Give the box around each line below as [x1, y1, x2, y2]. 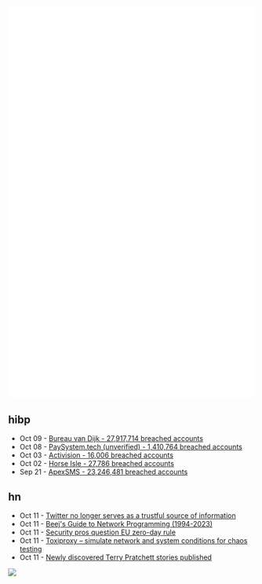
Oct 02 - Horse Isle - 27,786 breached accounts [19, 459, 175, 468]
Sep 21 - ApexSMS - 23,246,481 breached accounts [19, 467, 188, 477]
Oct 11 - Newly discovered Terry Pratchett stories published [19, 553, 212, 562]
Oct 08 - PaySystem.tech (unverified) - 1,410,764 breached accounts [19, 443, 243, 452]
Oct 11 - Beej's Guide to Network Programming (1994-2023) [19, 520, 213, 529]
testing [19, 545, 42, 554]
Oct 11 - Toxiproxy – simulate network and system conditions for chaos [19, 536, 248, 545]
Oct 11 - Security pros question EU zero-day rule [19, 527, 176, 537]
